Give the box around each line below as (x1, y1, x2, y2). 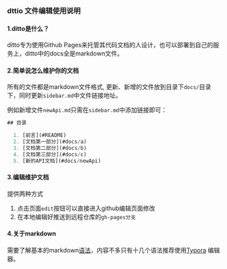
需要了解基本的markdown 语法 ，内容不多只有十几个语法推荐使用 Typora (7, 246, 206, 254)
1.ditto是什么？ (7, 24, 49, 32)
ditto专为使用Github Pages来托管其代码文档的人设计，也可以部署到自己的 (7, 41, 213, 49)
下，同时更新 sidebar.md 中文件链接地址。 (7, 91, 122, 100)
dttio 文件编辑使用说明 (7, 5, 81, 15)
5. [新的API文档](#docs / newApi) (13, 157, 101, 164)
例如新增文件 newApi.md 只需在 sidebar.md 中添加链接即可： (7, 106, 168, 114)
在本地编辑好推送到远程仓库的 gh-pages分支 (16, 212, 136, 220)
